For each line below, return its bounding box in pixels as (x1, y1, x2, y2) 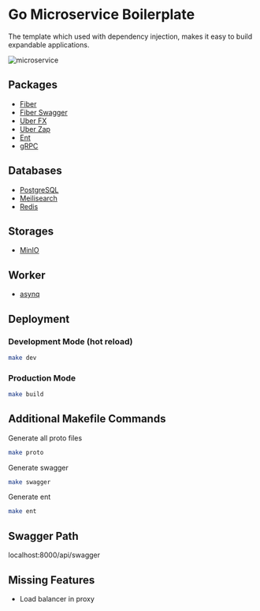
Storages (8, 224, 54, 238)
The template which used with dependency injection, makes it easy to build (8, 32, 253, 41)
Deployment (8, 312, 70, 325)
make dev (8, 354, 37, 362)
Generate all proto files (8, 433, 83, 443)
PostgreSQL (19, 185, 59, 194)
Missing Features (8, 573, 95, 587)
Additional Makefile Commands (8, 412, 166, 425)
